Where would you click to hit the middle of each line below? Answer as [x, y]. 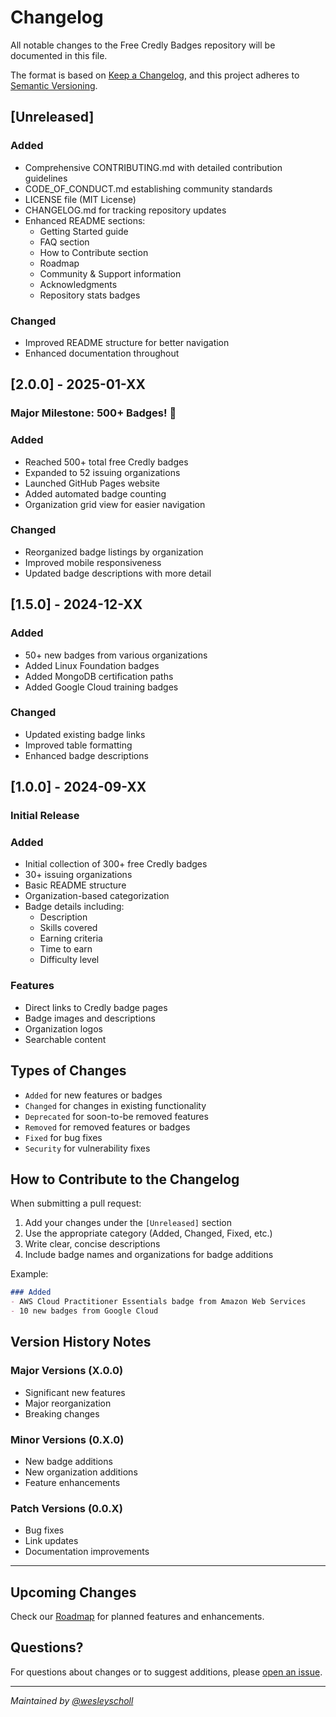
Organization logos [63, 1028]
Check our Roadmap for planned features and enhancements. [137, 1617]
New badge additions [68, 1461]
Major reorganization [68, 1403]
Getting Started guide [84, 231]
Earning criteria [71, 938]
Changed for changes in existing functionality [115, 1105]
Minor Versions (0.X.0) [67, 1439]
